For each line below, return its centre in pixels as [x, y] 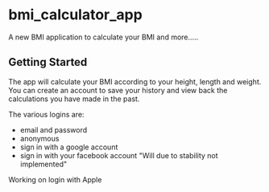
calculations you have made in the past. [74, 99]
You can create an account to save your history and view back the [118, 90]
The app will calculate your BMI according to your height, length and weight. [135, 81]
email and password [54, 129]
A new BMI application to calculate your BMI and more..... [103, 37]
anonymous [39, 138]
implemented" [43, 164]
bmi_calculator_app [75, 15]
